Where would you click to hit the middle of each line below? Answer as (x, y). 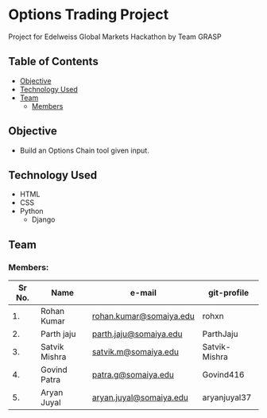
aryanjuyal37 (227, 397)
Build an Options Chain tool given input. (84, 150)
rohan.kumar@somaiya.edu (143, 316)
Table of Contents (54, 62)
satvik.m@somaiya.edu (135, 352)
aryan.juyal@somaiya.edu (140, 397)
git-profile (228, 293)
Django (43, 219)
